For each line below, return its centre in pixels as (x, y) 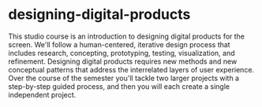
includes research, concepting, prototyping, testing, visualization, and (122, 53)
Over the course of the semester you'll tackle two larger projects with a (124, 78)
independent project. (42, 94)
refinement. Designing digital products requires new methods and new (123, 61)
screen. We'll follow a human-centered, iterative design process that (119, 44)
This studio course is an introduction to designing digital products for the (127, 36)
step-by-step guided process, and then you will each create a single (119, 86)
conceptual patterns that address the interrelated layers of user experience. (131, 69)
